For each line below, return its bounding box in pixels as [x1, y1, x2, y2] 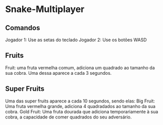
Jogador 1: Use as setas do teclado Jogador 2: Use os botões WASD [5, 37, 147, 43]
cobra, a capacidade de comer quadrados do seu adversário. [5, 114, 132, 120]
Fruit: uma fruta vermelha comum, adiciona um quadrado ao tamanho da [5, 64, 155, 71]
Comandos [5, 24, 40, 32]
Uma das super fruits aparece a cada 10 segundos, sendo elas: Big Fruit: [5, 98, 155, 104]
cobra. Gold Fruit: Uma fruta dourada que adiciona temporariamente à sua [5, 108, 158, 114]
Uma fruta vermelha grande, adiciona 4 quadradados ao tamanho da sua [5, 103, 155, 109]
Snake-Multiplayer [5, 4, 85, 15]
